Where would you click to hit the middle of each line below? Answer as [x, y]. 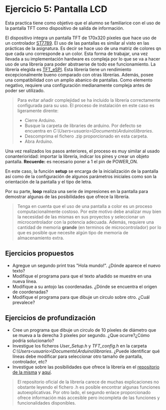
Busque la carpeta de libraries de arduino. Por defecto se [83, 126]
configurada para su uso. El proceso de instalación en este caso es [86, 105]
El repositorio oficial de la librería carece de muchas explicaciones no [88, 382]
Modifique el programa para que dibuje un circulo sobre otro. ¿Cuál [81, 297]
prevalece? [24, 302]
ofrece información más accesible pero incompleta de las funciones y [88, 398]
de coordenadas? [30, 292]
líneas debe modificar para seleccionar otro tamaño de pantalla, [78, 356]
